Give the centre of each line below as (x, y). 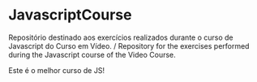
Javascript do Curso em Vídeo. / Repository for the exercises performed (129, 45)
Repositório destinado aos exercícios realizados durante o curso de (121, 37)
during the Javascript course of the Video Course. (92, 54)
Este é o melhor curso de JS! (57, 70)
